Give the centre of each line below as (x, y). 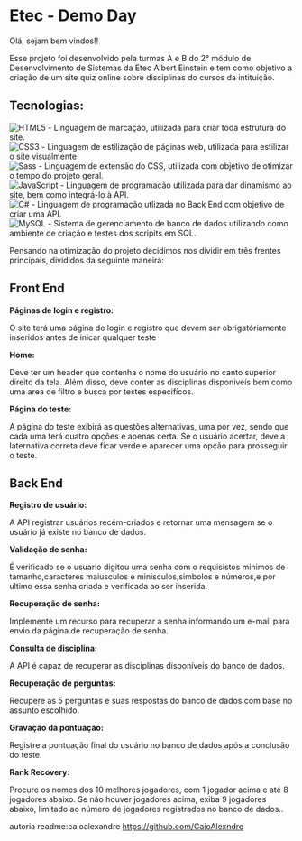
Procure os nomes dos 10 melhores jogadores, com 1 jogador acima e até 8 (149, 790)
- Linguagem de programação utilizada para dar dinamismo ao (176, 185)
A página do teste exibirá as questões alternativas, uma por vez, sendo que (149, 426)
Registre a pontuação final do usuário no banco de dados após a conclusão (150, 745)
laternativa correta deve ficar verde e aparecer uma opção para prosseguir (148, 445)
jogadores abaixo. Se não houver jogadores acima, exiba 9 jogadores (138, 799)
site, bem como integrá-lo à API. (69, 194)
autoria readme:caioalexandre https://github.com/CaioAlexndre (127, 827)
